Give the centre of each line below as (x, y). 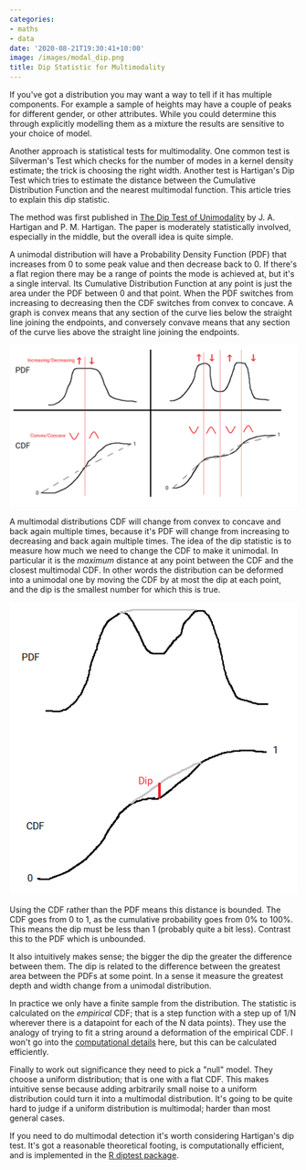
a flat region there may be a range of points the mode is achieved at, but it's (152, 274)
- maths (24, 29)
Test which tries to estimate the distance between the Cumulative (132, 180)
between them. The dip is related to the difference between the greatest (145, 966)
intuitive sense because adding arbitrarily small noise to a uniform (133, 1089)
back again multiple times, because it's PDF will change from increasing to (150, 531)
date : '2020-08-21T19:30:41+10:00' (77, 48)
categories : (32, 19)
